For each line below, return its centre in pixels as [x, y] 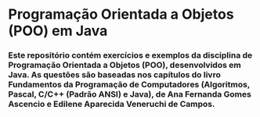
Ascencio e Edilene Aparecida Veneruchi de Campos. [112, 105]
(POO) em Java [58, 31]
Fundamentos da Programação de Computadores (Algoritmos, [129, 85]
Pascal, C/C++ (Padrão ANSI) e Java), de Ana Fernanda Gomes [130, 94]
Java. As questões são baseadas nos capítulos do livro [114, 75]
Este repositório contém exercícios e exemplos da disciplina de [130, 55]
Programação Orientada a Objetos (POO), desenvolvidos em [125, 66]
